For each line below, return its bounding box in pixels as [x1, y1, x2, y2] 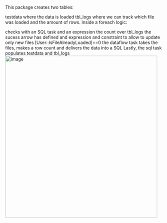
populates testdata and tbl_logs [5, 50, 70, 56]
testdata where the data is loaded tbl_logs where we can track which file [5, 14, 154, 19]
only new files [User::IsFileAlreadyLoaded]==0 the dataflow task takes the [5, 39, 158, 45]
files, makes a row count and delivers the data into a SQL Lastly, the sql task [5, 45, 162, 50]
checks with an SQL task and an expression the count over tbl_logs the [5, 29, 151, 34]
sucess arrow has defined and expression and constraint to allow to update [5, 34, 160, 40]
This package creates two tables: [5, 4, 74, 10]
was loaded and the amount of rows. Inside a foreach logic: [5, 19, 127, 25]
